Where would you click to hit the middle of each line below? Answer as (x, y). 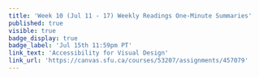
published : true (36, 23)
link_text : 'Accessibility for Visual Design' (88, 53)
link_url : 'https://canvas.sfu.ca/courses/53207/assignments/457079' (129, 61)
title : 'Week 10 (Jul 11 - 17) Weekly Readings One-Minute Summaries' (130, 16)
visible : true (32, 30)
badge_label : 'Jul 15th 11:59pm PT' (70, 46)
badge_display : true (43, 38)
